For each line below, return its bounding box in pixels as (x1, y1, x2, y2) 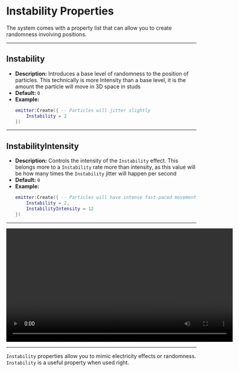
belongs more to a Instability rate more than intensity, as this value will (14, 163, 196, 171)
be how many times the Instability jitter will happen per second (14, 170, 177, 177)
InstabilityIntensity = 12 (26, 206, 94, 212)
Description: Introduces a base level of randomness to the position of (14, 70, 189, 77)
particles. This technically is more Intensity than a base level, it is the (14, 76, 186, 83)
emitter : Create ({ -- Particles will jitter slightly (14, 107, 151, 113)
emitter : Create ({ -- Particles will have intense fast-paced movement (14, 195, 197, 201)
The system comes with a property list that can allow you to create (6, 24, 172, 31)
